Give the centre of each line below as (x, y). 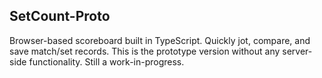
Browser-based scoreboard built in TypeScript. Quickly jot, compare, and (160, 40)
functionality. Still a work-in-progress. (106, 61)
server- (297, 51)
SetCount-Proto (60, 16)
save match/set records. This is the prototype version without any (145, 51)
